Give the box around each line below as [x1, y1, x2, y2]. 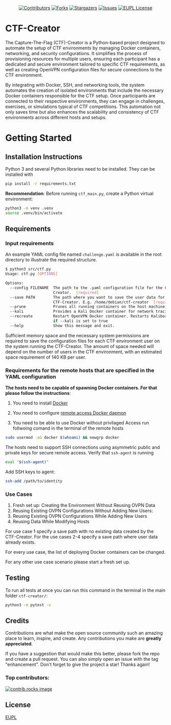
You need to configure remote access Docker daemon [12, 410, 126, 416]
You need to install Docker [12, 400, 68, 406]
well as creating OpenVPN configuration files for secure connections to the [5, 66, 162, 72]
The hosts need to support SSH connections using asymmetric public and [5, 444, 160, 450]
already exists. [5, 539, 36, 545]
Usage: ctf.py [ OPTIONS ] [5, 272, 58, 277]
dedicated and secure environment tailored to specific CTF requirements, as [5, 61, 165, 67]
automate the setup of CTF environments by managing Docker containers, [5, 45, 161, 51]
